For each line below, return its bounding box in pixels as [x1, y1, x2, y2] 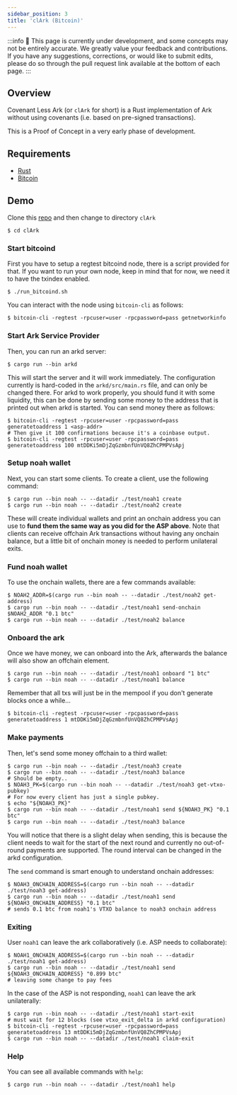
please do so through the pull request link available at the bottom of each [7, 59, 221, 67]
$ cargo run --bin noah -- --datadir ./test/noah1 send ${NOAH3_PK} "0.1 [7, 806, 230, 813]
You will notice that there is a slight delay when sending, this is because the [7, 831, 228, 839]
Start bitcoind [7, 243, 56, 253]
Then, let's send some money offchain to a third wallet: [7, 748, 168, 757]
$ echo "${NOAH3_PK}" [7, 799, 71, 807]
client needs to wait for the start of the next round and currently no [7, 838, 202, 847]
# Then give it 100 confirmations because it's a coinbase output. [7, 429, 211, 437]
